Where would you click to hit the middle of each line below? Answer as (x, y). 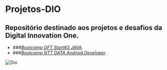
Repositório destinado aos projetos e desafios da (84, 28)
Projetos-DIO (33, 9)
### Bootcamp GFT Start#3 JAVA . (48, 47)
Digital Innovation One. (42, 35)
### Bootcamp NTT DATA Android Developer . (60, 53)
